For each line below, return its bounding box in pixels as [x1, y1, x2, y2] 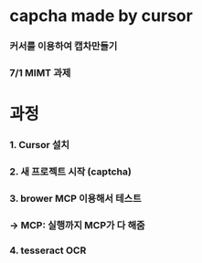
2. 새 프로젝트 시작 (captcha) [9, 165, 133, 178]
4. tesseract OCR [9, 244, 87, 257]
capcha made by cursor [9, 5, 194, 26]
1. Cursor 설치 [9, 139, 70, 152]
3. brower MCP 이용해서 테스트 [9, 192, 142, 205]
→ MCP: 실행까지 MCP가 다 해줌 [9, 218, 145, 231]
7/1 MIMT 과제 [9, 67, 71, 79]
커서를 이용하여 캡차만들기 [9, 40, 118, 53]
